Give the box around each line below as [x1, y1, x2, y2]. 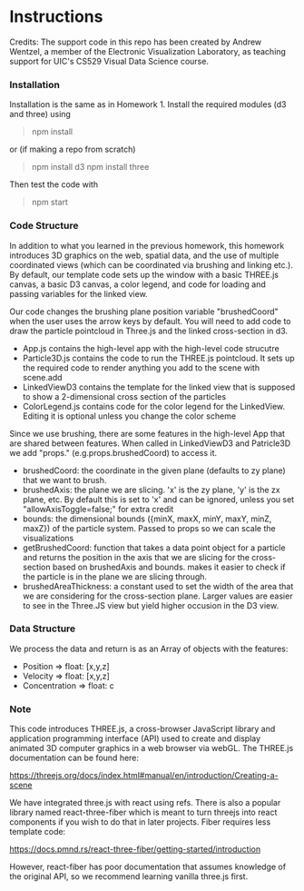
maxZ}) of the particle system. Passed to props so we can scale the [22, 522, 276, 533]
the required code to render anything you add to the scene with [22, 361, 260, 373]
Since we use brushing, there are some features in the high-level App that [9, 428, 286, 439]
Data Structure [9, 622, 76, 635]
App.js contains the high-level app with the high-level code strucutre [22, 342, 279, 353]
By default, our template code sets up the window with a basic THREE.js [9, 269, 279, 280]
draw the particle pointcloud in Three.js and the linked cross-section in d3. [9, 325, 289, 336]
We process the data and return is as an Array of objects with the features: [9, 643, 289, 654]
